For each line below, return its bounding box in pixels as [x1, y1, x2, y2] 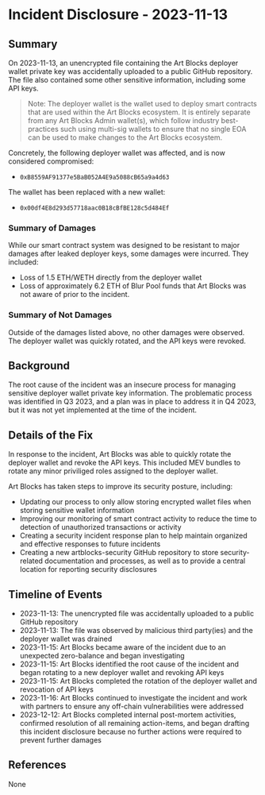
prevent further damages [19, 735, 102, 745]
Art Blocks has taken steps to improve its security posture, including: [8, 482, 233, 492]
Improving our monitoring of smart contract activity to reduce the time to [19, 514, 257, 523]
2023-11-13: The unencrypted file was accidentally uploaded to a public [19, 609, 255, 619]
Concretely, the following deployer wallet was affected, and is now [8, 149, 226, 157]
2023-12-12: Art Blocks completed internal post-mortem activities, [19, 710, 236, 720]
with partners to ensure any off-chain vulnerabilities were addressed [19, 701, 244, 712]
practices [27, 125, 60, 133]
